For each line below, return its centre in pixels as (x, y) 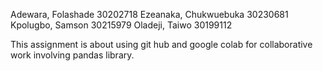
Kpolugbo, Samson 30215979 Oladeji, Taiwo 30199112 (121, 25)
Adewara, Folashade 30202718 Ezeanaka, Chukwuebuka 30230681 (149, 14)
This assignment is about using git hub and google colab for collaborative (161, 44)
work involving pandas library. (72, 55)
